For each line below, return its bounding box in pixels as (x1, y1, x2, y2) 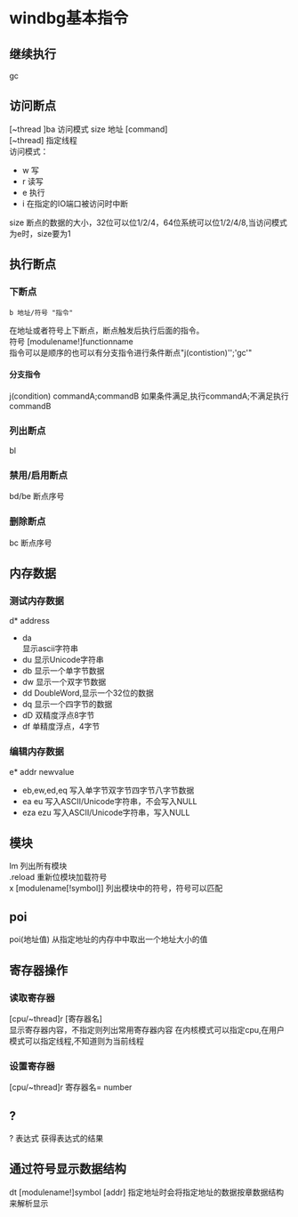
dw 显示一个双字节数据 (21, 677, 107, 688)
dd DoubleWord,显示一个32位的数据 (21, 688, 154, 698)
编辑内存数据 (9, 746, 65, 758)
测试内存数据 (9, 594, 65, 607)
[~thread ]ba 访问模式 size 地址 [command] (9, 124, 168, 134)
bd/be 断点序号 (9, 491, 65, 502)
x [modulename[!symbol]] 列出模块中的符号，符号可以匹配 (9, 883, 223, 894)
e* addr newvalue (9, 766, 75, 777)
